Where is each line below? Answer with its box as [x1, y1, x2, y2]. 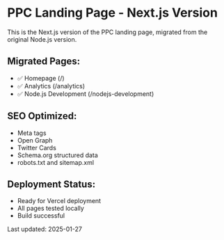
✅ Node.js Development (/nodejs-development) [17, 89, 154, 98]
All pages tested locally [17, 204, 85, 213]
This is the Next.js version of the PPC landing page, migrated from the [7, 28, 208, 36]
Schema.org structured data [17, 151, 99, 159]
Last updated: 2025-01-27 [7, 225, 82, 234]
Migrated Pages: [7, 56, 81, 67]
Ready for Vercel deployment [17, 197, 102, 205]
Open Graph [17, 136, 53, 144]
